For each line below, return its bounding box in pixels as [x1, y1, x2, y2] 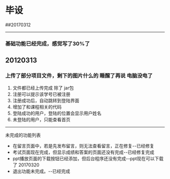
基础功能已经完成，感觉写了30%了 [5, 40, 90, 47]
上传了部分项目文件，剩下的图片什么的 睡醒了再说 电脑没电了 [5, 72, 153, 79]
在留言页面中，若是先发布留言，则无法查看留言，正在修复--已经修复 [12, 142, 154, 149]
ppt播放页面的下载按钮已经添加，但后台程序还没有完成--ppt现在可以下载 [12, 155, 164, 161]
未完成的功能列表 [5, 132, 41, 138]
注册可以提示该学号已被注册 [12, 91, 71, 97]
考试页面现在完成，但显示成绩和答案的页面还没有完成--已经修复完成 [12, 149, 154, 155]
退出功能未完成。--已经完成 [12, 168, 70, 174]
